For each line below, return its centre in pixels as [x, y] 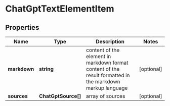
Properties [22, 28]
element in [98, 56]
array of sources [105, 96]
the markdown [103, 82]
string [46, 69]
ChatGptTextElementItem [60, 9]
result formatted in [108, 75]
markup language [107, 88]
